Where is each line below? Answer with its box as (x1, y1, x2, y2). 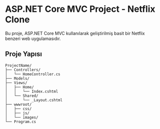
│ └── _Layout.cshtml (5, 97, 63, 102)
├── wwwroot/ (5, 102, 32, 107)
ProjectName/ (5, 63, 32, 68)
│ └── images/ (5, 115, 38, 120)
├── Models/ (5, 76, 30, 81)
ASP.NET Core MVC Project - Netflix (5, 3, 156, 15)
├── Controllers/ (5, 67, 41, 72)
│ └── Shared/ (5, 93, 38, 98)
